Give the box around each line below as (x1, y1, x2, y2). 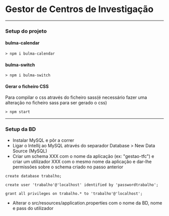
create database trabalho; (5, 173, 62, 178)
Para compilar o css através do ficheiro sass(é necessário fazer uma (5, 94, 147, 101)
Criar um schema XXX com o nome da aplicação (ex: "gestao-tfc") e (12, 153, 154, 159)
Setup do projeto (5, 28, 47, 35)
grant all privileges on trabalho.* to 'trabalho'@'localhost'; (5, 191, 143, 196)
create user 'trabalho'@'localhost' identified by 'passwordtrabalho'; (5, 182, 158, 187)
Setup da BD (5, 126, 36, 133)
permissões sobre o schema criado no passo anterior (12, 164, 124, 170)
